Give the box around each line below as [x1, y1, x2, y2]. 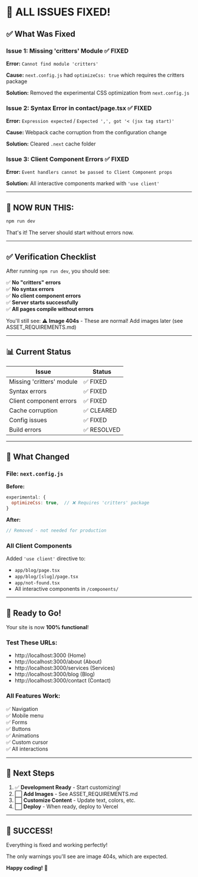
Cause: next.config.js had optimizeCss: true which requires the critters [6, 71, 184, 79]
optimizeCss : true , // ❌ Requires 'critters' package [11, 500, 150, 506]
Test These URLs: [6, 639, 58, 646]
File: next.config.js [6, 470, 64, 478]
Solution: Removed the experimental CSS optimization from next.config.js [6, 89, 190, 96]
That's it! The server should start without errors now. [6, 229, 134, 236]
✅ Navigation [6, 705, 38, 712]
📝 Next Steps [6, 768, 55, 778]
